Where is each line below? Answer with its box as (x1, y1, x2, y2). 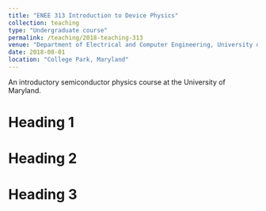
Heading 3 (8, 186, 78, 204)
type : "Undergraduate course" (8, 26, 108, 34)
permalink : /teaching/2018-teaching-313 (8, 33, 144, 42)
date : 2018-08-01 (8, 48, 66, 56)
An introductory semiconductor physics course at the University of (8, 77, 226, 87)
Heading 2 (8, 149, 78, 168)
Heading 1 (8, 114, 75, 131)
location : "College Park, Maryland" (8, 56, 129, 64)
